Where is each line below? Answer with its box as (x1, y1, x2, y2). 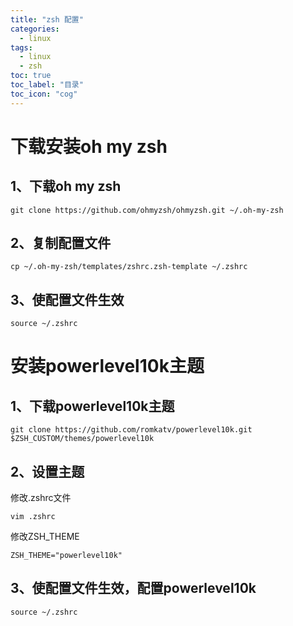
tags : (10, 42, 33, 53)
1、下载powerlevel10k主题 (10, 397, 175, 415)
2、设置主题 (10, 463, 85, 480)
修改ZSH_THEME (10, 531, 80, 543)
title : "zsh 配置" (10, 14, 84, 25)
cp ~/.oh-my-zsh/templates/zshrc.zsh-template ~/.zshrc (10, 262, 248, 272)
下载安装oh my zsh (10, 135, 168, 158)
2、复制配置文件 (10, 235, 112, 252)
